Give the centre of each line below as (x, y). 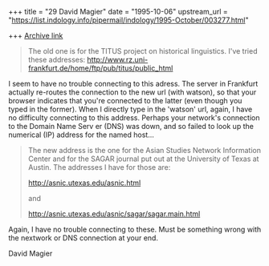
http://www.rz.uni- (118, 60)
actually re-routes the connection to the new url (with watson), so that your (132, 92)
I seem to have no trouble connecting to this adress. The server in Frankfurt (133, 84)
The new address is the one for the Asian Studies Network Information (144, 150)
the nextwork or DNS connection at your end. (84, 238)
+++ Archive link (36, 36)
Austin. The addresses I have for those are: (99, 167)
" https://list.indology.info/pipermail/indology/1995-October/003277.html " (128, 20)
